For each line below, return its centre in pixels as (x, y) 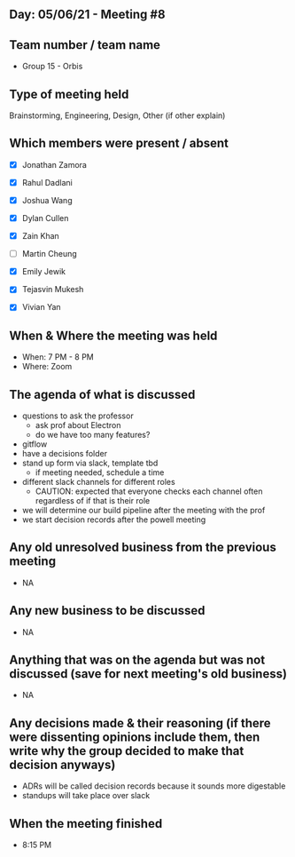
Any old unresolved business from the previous (143, 548)
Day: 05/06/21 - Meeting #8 (87, 15)
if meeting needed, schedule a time (100, 472)
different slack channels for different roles (98, 482)
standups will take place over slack (86, 796)
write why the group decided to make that (127, 751)
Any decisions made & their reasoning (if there (140, 723)
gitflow (35, 444)
